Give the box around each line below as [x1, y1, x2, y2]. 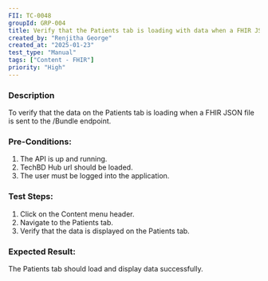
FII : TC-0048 [8, 11, 52, 20]
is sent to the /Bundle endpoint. [8, 116, 112, 126]
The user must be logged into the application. [19, 171, 170, 181]
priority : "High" [8, 64, 66, 72]
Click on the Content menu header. [19, 209, 135, 219]
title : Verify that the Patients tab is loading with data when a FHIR [8, 26, 251, 34]
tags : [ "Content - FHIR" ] [8, 57, 94, 64]
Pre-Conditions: [8, 136, 72, 147]
